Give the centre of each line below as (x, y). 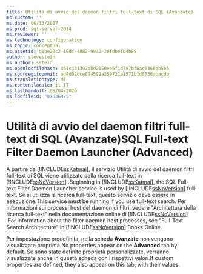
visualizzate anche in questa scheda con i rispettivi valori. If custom (90, 258)
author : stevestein (31, 57)
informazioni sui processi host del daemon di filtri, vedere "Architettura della (101, 207)
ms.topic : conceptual (34, 46)
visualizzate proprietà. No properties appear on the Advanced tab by (92, 245)
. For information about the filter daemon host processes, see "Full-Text (95, 220)
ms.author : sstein (29, 62)
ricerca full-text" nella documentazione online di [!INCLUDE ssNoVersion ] (97, 214)
